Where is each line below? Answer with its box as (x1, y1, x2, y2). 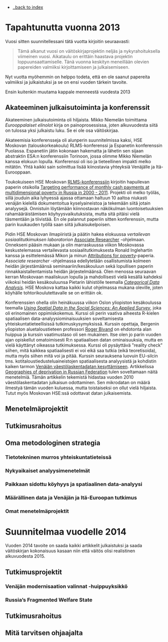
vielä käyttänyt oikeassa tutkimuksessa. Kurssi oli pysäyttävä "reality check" (5, 342, 163, 348)
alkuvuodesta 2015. (5, 553, 46, 559)
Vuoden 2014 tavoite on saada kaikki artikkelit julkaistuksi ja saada (5, 543, 142, 549)
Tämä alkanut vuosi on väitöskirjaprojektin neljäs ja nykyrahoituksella (17, 48, 160, 54)
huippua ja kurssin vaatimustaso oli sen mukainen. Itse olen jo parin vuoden (5, 331, 161, 338)
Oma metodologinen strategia (5, 438, 100, 447)
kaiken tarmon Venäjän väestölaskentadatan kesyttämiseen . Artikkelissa (5, 363, 154, 369)
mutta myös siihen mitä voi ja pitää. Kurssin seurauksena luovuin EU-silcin (5, 353, 158, 359)
